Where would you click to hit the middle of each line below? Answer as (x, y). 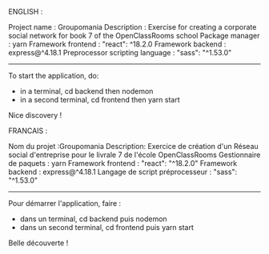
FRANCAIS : (28, 131)
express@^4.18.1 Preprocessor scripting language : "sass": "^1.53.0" (120, 52)
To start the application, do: (54, 76)
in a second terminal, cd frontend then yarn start (100, 100)
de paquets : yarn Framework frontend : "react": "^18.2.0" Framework (123, 163)
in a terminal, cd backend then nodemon (86, 91)
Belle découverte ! (38, 243)
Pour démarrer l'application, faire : (65, 203)
